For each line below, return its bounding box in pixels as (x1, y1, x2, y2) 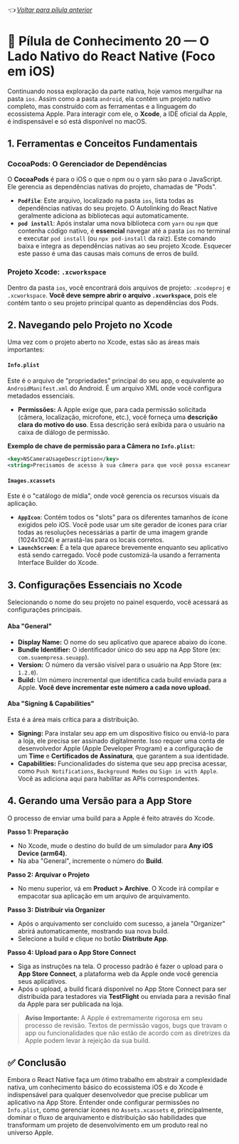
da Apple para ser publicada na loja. (17, 1000, 124, 1008)
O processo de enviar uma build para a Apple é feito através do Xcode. (7, 814, 216, 822)
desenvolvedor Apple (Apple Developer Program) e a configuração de (17, 743, 223, 753)
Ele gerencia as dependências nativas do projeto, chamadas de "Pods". (7, 183, 217, 191)
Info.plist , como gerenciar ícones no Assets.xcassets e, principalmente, (7, 1106, 224, 1114)
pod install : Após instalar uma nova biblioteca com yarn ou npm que (17, 219, 218, 228)
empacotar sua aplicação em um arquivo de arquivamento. (17, 891, 191, 900)
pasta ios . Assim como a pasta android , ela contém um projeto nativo (7, 94, 211, 102)
